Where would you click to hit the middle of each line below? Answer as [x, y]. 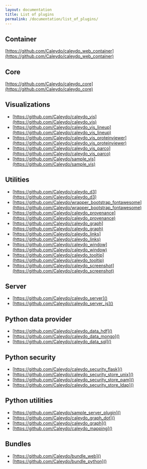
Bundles [18, 444]
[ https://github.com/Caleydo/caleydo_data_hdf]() [62, 331]
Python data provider [39, 319]
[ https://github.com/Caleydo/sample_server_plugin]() [67, 412]
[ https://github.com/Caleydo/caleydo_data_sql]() [62, 342]
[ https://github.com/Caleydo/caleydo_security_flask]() [67, 369]
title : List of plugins [30, 14]
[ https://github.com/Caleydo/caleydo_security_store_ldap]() [73, 385]
